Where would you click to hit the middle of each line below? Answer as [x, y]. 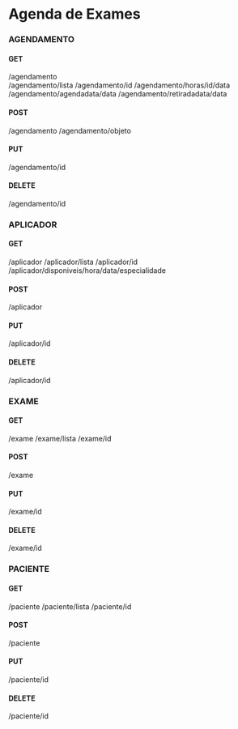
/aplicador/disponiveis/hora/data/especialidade [87, 271]
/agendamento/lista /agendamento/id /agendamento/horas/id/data [119, 85]
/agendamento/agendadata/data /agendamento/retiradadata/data [118, 94]
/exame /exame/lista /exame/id [60, 438]
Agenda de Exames [74, 14]
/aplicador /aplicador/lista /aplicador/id [73, 262]
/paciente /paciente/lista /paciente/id [70, 606]
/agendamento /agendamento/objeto [70, 130]
